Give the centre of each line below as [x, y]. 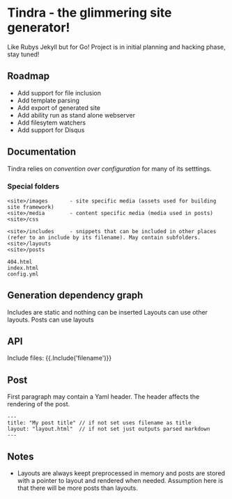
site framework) [31, 207]
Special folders [33, 187]
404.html [20, 262]
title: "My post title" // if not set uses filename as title [99, 423]
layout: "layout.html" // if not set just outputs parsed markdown [109, 429]
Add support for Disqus [51, 129]
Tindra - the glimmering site [90, 13]
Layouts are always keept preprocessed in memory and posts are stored [121, 473]
